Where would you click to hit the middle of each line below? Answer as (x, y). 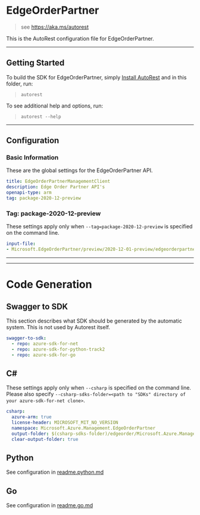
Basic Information (32, 158)
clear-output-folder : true (45, 439)
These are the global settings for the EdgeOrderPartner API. (79, 170)
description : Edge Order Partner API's (56, 187)
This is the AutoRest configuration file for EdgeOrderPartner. (80, 38)
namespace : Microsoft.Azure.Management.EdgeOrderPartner (84, 428)
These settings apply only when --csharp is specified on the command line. (99, 388)
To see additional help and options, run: (54, 106)
